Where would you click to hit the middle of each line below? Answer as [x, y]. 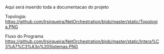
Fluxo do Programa [24, 36]
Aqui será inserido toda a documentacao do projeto [57, 7]
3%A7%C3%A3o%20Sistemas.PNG [42, 46]
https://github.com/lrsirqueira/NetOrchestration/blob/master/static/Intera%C [82, 41]
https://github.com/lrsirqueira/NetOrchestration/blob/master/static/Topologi [82, 22]
